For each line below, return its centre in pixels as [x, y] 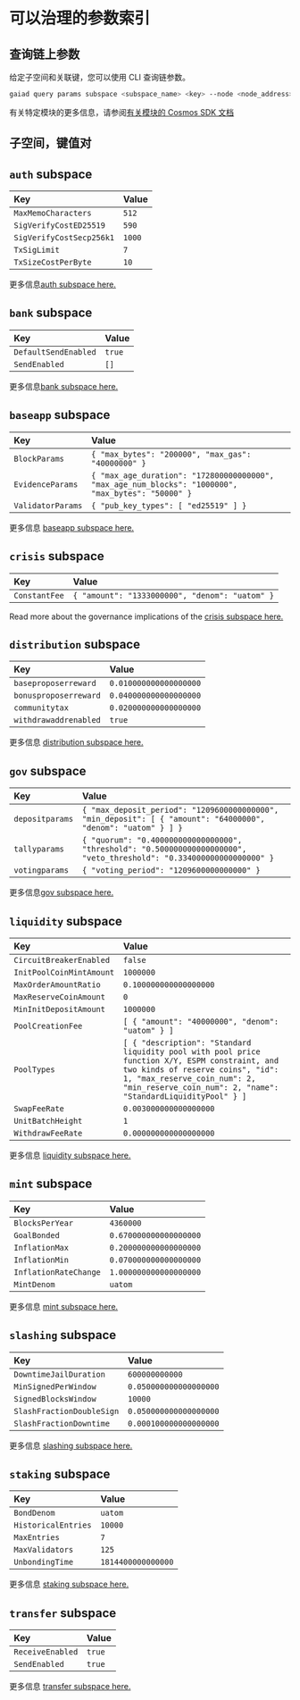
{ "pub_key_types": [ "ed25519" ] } [169, 505]
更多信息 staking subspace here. [69, 1584]
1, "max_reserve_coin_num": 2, [190, 1078]
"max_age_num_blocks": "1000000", [164, 484]
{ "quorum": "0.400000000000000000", [162, 840]
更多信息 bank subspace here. [64, 386]
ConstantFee [39, 595]
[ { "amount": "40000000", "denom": [201, 1021]
